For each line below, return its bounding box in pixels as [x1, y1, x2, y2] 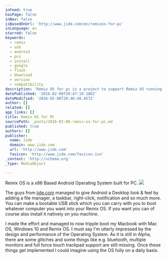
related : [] [5, 105, 30, 110]
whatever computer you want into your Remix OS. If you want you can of [5, 205, 155, 211]
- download [9, 73, 32, 78]
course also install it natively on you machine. [5, 211, 99, 217]
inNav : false [5, 17, 32, 22]
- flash [9, 68, 26, 73]
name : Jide [9, 138, 32, 143]
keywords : [5, 36, 26, 41]
